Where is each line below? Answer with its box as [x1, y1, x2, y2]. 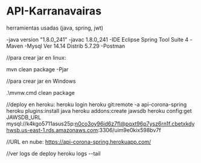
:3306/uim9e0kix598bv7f [97, 126, 161, 133]
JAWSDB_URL [6, 113, 41, 121]
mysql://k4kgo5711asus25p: [6, 120, 75, 127]
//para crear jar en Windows [6, 77, 76, 85]
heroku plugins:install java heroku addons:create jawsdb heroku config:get [6, 107, 192, 114]
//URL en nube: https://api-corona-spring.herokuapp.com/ [6, 138, 152, 145]
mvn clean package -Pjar [6, 65, 69, 73]
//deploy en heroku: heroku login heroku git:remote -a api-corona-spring [6, 101, 187, 108]
